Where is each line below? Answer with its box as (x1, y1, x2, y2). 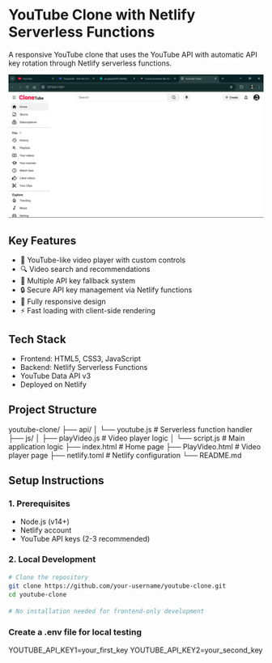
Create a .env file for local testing (8, 627, 142, 638)
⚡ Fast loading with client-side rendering (19, 306, 155, 316)
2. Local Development (8, 554, 96, 565)
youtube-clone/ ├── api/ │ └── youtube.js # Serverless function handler (8, 424, 253, 434)
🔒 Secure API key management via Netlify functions (19, 285, 193, 295)
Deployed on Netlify (19, 380, 87, 389)
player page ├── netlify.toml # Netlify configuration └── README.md (8, 450, 242, 460)
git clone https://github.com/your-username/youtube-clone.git (8, 581, 227, 590)
